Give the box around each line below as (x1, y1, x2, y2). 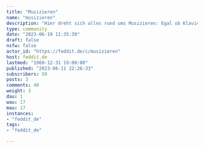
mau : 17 (6, 104, 26, 111)
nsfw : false (6, 43, 36, 49)
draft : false (6, 37, 39, 43)
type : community (6, 25, 47, 32)
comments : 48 (6, 82, 39, 89)
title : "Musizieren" (6, 8, 59, 15)
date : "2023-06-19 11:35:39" (6, 32, 80, 38)
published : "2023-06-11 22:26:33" (6, 65, 94, 72)
